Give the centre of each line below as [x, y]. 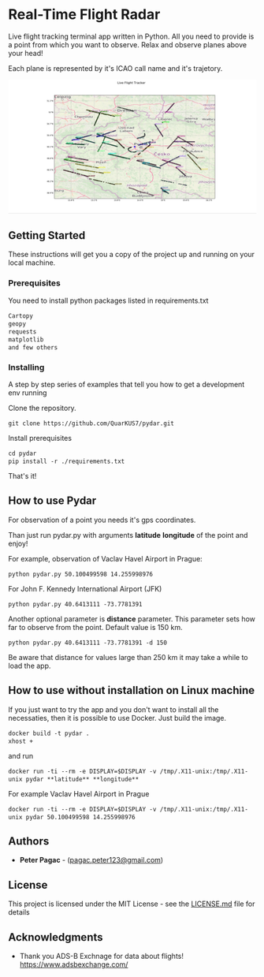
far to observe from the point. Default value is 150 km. [95, 627]
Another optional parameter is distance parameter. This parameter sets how [132, 619]
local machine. [32, 263]
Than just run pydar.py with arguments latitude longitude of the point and [128, 535]
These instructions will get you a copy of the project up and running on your [131, 255]
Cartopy [21, 316]
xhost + [21, 741]
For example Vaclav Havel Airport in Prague [79, 793]
